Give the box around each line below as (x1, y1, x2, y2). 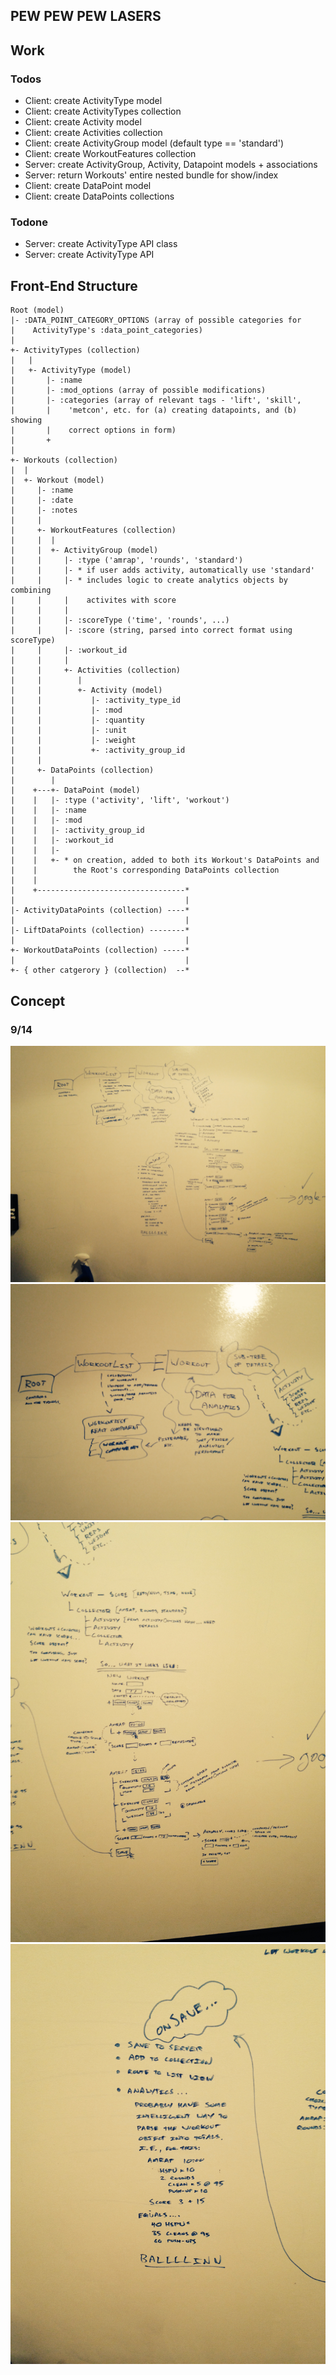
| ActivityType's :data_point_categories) (10, 325, 203, 336)
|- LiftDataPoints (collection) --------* (10, 925, 190, 936)
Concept (10, 992, 66, 1009)
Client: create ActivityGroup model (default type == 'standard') (24, 137, 284, 149)
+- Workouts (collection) (10, 455, 118, 466)
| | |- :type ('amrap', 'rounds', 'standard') (10, 555, 244, 566)
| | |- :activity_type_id (10, 695, 182, 706)
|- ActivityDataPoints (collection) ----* (10, 905, 190, 916)
